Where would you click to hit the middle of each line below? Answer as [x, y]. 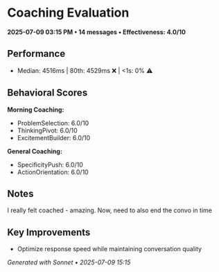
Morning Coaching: [36, 110]
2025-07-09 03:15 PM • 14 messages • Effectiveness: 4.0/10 [96, 32]
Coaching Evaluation [68, 13]
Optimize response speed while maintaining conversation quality [109, 249]
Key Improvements [49, 232]
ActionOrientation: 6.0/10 [53, 172]
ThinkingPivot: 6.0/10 [47, 130]
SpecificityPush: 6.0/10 [50, 164]
